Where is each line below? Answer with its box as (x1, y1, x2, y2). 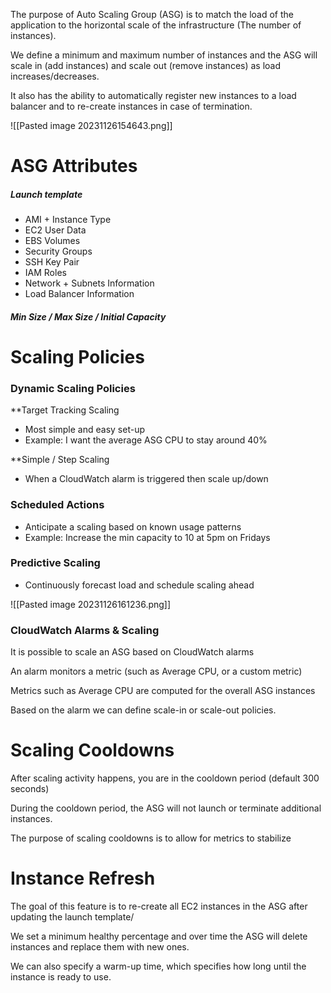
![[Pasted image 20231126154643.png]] (10, 120, 173, 131)
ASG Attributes (10, 155, 138, 178)
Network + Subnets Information (24, 277, 155, 289)
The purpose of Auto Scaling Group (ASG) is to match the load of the (10, 9, 294, 20)
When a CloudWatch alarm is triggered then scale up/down (24, 473, 269, 485)
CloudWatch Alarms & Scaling (10, 623, 160, 637)
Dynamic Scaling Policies (10, 381, 136, 395)
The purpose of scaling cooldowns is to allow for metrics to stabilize (10, 832, 292, 844)
